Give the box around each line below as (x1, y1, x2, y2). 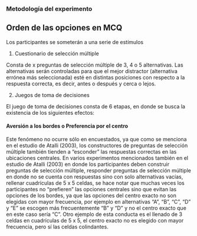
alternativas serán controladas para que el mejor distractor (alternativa (6, 67, 178, 75)
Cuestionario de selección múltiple (14, 49, 99, 57)
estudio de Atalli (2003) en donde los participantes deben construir (6, 161, 170, 168)
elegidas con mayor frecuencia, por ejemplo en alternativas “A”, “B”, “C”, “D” (6, 198, 191, 205)
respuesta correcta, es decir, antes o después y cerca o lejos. (6, 80, 156, 87)
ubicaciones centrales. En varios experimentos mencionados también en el (6, 154, 189, 161)
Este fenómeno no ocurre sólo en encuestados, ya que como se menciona (6, 135, 187, 142)
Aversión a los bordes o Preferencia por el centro (6, 122, 129, 129)
